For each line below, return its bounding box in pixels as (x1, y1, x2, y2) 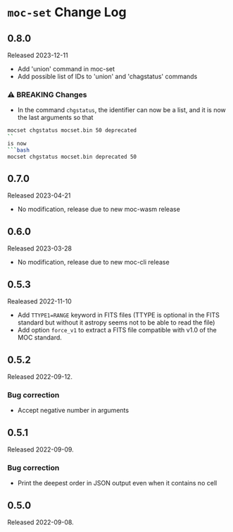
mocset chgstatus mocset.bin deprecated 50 (7, 153, 137, 160)
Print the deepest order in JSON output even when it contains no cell (17, 479, 218, 488)
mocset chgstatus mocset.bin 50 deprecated (7, 127, 137, 134)
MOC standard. (17, 333, 62, 342)
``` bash (7, 146, 30, 154)
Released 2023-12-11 (7, 51, 68, 59)
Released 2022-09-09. (7, 445, 74, 454)
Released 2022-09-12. (7, 372, 73, 381)
